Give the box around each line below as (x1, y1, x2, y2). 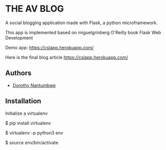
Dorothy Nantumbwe (12, 82, 56, 88)
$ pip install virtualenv (5, 120, 51, 126)
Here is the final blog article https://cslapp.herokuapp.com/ (5, 54, 129, 60)
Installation (5, 97, 41, 106)
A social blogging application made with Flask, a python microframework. (5, 20, 158, 26)
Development (5, 35, 33, 41)
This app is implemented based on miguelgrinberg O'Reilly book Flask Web (5, 29, 161, 35)
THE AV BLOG (5, 3, 64, 15)
